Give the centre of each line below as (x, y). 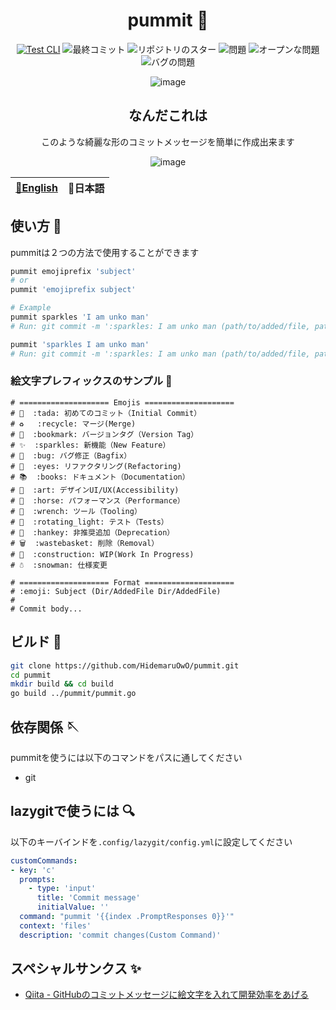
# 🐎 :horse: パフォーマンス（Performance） (97, 500)
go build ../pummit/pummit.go (73, 694)
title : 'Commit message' (88, 898)
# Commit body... (46, 609)
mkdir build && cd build (62, 684)
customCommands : (44, 860)
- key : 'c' (33, 870)
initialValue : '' (73, 907)
